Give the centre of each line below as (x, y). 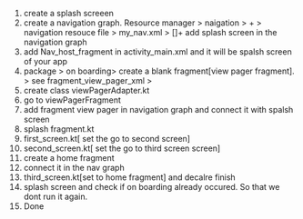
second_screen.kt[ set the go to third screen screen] (122, 148)
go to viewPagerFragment (72, 100)
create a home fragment (69, 158)
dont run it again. (56, 196)
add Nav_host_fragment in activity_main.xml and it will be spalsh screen (157, 52)
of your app (45, 61)
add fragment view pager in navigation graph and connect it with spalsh (158, 109)
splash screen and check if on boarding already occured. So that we (151, 187)
